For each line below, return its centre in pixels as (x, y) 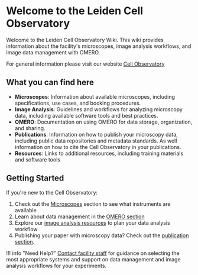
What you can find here (50, 82)
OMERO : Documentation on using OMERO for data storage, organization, (103, 122)
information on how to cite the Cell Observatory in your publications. (98, 147)
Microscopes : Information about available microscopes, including (95, 96)
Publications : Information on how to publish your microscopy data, (96, 134)
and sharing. (30, 128)
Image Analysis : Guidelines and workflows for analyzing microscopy (99, 109)
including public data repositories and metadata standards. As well (96, 141)
